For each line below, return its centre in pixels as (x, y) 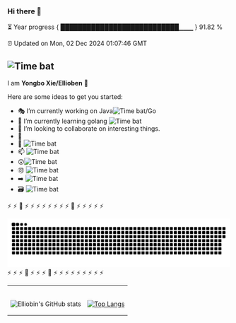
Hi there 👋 (25, 11)
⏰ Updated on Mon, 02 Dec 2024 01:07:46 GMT (77, 43)
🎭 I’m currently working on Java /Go (87, 111)
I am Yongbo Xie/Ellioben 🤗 (48, 83)
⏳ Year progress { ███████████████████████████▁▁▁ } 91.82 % (115, 27)
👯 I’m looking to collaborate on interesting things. (89, 129)
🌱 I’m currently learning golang (62, 121)
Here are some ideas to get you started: (65, 97)
